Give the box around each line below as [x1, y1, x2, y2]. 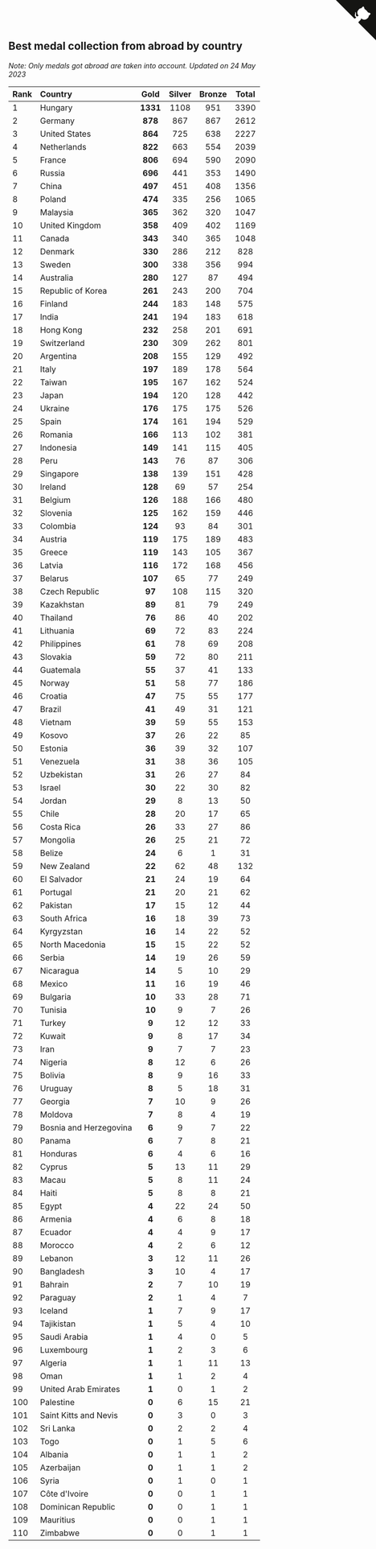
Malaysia [39, 206, 74, 217]
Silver [168, 89, 192, 100]
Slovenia [39, 507, 72, 518]
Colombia [39, 520, 76, 531]
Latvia [39, 559, 63, 571]
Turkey [39, 1017, 67, 1028]
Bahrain [39, 1279, 70, 1290]
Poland [39, 193, 67, 204]
